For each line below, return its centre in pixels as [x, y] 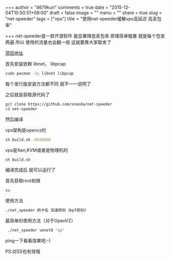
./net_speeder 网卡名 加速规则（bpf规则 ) [46, 210]
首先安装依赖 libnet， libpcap [36, 64]
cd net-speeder [21, 109]
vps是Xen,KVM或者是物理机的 [37, 150]
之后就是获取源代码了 [27, 94]
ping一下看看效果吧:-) [28, 240]
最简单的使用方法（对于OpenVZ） [41, 221]
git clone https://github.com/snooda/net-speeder [59, 104]
